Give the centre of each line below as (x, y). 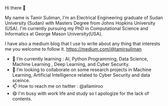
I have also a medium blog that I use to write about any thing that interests (82, 44)
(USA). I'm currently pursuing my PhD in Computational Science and (77, 28)
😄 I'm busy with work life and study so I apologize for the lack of (80, 93)
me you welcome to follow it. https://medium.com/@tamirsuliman (73, 49)
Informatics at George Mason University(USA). (54, 34)
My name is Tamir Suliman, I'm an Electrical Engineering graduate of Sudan (84, 17)
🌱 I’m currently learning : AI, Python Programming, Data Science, (80, 59)
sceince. (21, 80)
